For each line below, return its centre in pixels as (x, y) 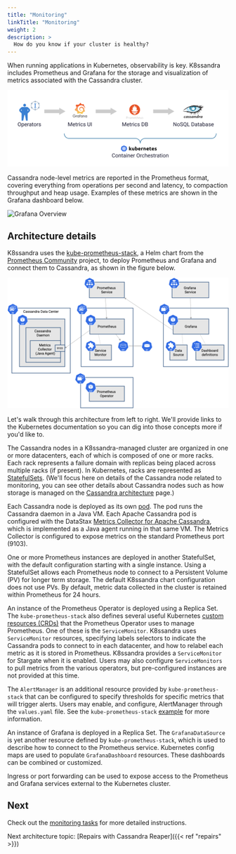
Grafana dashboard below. (46, 200)
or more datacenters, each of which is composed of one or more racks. (111, 455)
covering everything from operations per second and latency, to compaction (118, 186)
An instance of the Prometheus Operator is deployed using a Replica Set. (113, 608)
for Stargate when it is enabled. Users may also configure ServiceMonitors (115, 660)
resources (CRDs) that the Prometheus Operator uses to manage (101, 623)
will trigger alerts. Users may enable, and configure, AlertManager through (115, 704)
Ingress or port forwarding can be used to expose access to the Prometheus (118, 776)
